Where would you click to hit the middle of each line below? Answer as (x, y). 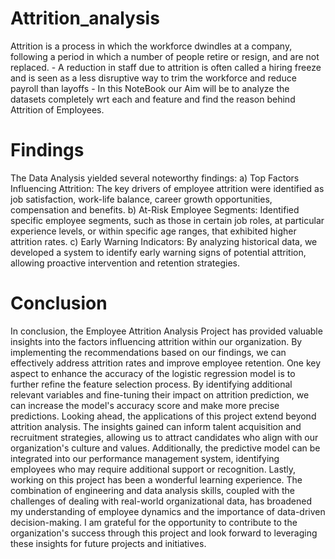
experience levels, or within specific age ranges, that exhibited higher (153, 231)
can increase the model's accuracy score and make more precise (145, 405)
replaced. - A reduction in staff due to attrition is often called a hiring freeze (166, 67)
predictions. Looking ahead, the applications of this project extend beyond (163, 416)
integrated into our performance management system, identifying (145, 458)
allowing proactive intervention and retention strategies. (125, 263)
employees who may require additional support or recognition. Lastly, (153, 469)
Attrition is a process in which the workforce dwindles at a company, (151, 46)
